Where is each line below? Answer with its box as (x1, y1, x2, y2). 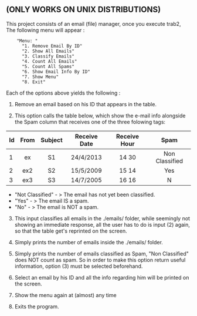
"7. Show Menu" (21, 73, 59, 80)
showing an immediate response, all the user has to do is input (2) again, (14, 221, 191, 228)
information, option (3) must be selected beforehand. (14, 263, 143, 270)
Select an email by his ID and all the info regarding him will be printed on (14, 274, 189, 281)
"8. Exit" (21, 79, 46, 85)
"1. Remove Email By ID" (21, 43, 83, 49)
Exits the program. (14, 302, 59, 310)
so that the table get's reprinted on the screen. (14, 227, 127, 234)
